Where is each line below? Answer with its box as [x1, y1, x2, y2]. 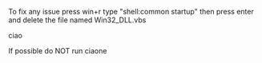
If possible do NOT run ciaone [8, 46, 107, 55]
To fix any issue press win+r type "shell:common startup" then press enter [8, 7, 254, 16]
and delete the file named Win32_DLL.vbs [8, 15, 147, 25]
